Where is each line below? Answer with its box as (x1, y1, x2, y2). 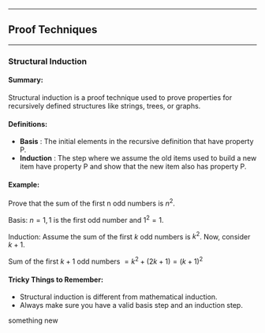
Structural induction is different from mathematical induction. (19, 292, 218, 302)
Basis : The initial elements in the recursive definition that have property (19, 137, 254, 146)
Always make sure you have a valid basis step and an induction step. (19, 301, 243, 310)
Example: (8, 179, 40, 189)
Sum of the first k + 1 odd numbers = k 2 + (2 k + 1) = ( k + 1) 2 (8, 255, 203, 266)
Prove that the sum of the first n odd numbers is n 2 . (8, 198, 176, 208)
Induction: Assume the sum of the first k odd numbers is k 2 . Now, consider (8, 230, 251, 241)
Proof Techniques (8, 23, 98, 36)
